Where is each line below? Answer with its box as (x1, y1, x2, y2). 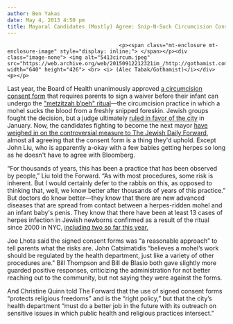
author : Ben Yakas (7, 10, 60, 17)
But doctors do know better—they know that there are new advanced (7, 194, 205, 202)
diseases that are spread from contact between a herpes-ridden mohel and (7, 201, 223, 210)
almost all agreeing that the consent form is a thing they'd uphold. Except (7, 136, 216, 144)
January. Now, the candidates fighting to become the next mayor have (7, 121, 208, 130)
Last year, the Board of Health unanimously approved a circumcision (7, 85, 203, 93)
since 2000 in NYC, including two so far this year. (7, 223, 149, 232)
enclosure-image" (7, 48, 58, 56)
